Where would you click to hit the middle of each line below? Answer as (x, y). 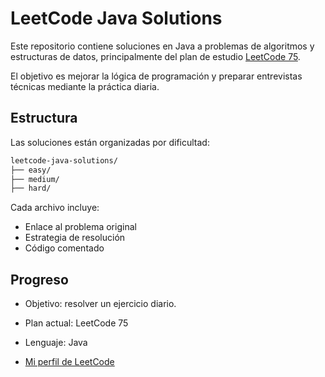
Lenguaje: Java (56, 343)
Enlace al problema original (80, 227)
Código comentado (64, 248)
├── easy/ (31, 170)
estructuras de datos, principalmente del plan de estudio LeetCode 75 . (155, 56)
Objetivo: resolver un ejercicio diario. (100, 304)
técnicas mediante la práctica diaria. (85, 86)
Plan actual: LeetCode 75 (76, 323)
